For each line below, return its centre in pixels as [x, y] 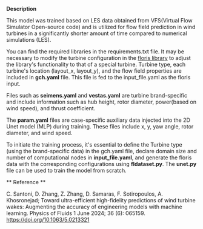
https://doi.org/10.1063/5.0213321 [48, 220]
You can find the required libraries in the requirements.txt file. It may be [95, 51]
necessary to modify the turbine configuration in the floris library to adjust [98, 58]
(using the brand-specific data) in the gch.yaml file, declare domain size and [101, 151]
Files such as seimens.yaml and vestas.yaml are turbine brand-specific [97, 95]
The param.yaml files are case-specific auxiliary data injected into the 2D [98, 120]
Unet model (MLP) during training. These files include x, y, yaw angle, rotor [100, 126]
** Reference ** [26, 182]
